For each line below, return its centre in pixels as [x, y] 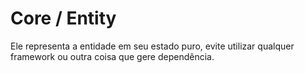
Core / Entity [63, 18]
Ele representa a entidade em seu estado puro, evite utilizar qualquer [152, 46]
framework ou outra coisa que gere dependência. [112, 56]
